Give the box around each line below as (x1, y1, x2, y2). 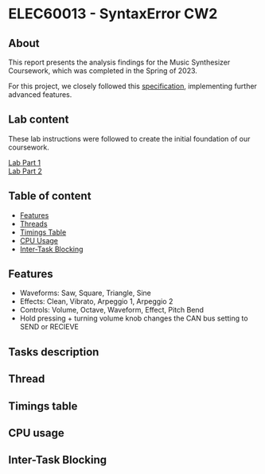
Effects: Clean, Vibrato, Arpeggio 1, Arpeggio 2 (19, 297, 173, 306)
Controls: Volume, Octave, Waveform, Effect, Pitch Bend (19, 305, 205, 315)
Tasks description (8, 345, 99, 359)
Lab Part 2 (8, 166, 42, 176)
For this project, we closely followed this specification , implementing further (8, 81, 257, 91)
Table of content (8, 189, 92, 203)
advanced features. (8, 90, 72, 99)
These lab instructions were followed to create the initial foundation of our (8, 134, 251, 143)
